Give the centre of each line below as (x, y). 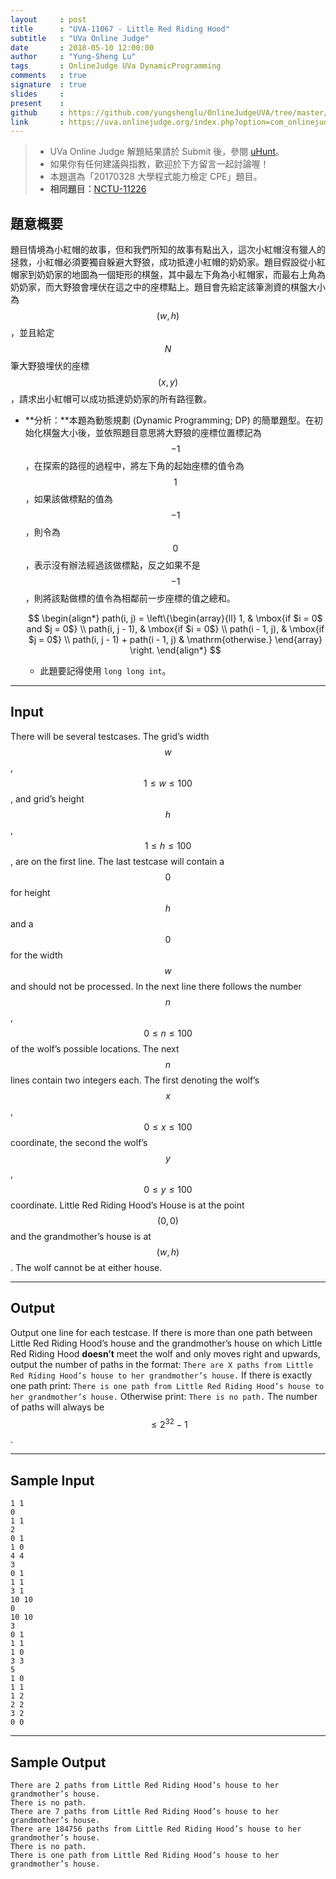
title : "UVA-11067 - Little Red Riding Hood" (120, 29)
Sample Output (58, 1762)
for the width (36, 955)
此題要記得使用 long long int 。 (105, 671)
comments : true (48, 76)
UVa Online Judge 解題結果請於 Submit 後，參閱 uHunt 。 (167, 152)
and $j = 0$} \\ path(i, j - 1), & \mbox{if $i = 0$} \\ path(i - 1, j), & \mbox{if (175, 629)
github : (37, 112)
